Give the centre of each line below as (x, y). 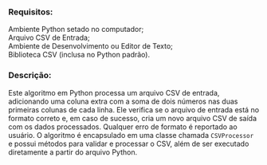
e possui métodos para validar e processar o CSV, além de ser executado (129, 143)
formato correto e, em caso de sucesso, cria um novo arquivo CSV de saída (133, 118)
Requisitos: (31, 12)
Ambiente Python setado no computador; (76, 29)
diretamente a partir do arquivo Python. (73, 152)
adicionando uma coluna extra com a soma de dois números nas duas (123, 101)
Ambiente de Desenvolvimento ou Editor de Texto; (91, 46)
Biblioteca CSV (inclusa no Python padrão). (79, 55)
